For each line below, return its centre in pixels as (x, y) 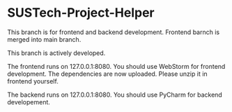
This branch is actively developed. (56, 53)
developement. (29, 102)
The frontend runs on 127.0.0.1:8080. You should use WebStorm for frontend (116, 66)
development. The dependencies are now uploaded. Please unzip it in (107, 74)
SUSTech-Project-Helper (81, 13)
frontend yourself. (33, 81)
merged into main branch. (44, 39)
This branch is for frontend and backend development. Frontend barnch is (114, 32)
